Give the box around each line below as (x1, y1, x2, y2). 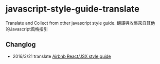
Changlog (5, 40, 36, 49)
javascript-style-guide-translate (5, 3, 140, 15)
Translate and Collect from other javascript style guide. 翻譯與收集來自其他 (5, 20, 155, 26)
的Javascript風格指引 (5, 26, 48, 32)
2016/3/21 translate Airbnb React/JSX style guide (12, 53, 111, 59)
